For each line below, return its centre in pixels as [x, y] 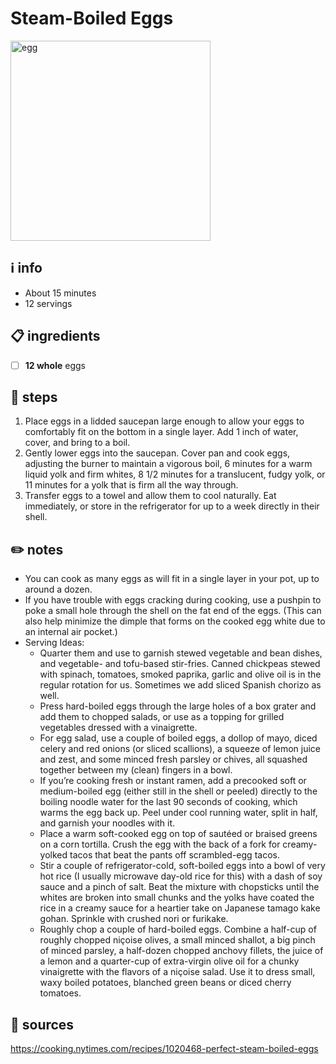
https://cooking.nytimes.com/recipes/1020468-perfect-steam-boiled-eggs [164, 1049]
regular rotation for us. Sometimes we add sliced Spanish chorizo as [180, 685]
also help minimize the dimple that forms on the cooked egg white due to [175, 621]
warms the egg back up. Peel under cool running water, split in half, [178, 813]
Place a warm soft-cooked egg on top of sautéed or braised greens [178, 834]
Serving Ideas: [54, 643]
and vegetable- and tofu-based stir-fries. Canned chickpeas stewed [180, 664]
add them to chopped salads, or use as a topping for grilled [162, 717]
